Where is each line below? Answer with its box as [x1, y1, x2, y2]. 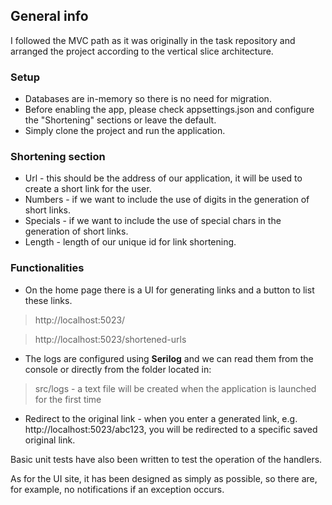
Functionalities [10, 261, 85, 275]
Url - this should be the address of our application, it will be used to [24, 172, 303, 184]
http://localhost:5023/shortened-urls [34, 333, 187, 345]
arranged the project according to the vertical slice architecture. [10, 45, 274, 57]
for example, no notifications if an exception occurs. [10, 483, 225, 495]
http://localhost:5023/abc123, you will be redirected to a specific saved [24, 423, 318, 435]
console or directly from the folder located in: [24, 363, 212, 375]
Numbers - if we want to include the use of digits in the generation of [24, 194, 310, 206]
